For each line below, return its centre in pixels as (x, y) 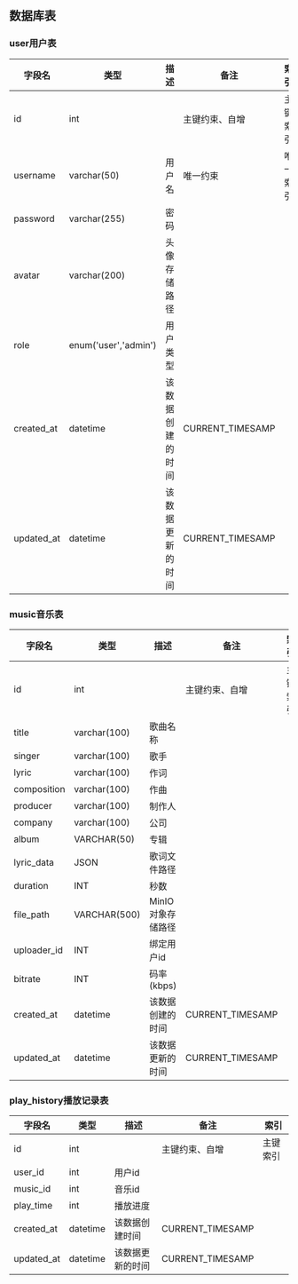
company (33, 822)
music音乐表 (36, 614)
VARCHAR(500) (107, 915)
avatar (27, 275)
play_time (33, 1206)
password (34, 218)
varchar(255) (97, 218)
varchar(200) (97, 275)
